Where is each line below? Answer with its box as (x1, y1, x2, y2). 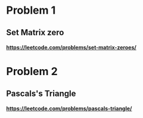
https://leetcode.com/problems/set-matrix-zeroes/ (6, 44, 137, 51)
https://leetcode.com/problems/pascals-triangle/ (6, 105, 132, 112)
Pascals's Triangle (6, 88, 76, 98)
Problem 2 (6, 65, 58, 78)
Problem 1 (6, 4, 56, 17)
